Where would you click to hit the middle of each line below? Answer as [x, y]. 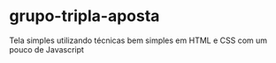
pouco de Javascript [46, 49]
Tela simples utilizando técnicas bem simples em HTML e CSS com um [138, 40]
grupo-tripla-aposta [84, 16]
